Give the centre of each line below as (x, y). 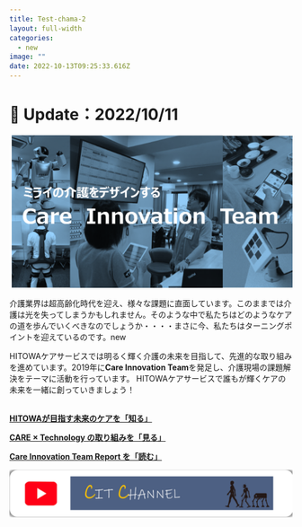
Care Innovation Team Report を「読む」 (86, 457)
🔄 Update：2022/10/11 (94, 114)
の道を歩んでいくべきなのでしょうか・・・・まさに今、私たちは (127, 326)
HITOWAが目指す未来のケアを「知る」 (81, 418)
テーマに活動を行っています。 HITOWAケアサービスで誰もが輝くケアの (155, 379)
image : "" (28, 57)
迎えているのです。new (83, 338)
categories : (31, 38)
